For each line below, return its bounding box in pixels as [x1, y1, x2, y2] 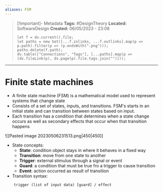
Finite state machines [5, 76, 94, 88]
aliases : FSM [5, 7, 32, 12]
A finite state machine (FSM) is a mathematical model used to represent [12, 92, 156, 98]
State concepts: [12, 142, 44, 148]
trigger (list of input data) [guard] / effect [14, 182, 112, 187]
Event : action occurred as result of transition [19, 168, 109, 174]
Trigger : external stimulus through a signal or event [19, 158, 122, 163]
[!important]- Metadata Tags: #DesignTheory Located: [16, 20, 127, 26]
